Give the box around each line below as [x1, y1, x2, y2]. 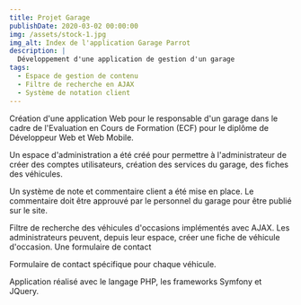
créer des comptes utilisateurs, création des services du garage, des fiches [9, 159, 289, 170]
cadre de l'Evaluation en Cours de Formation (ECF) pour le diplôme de [9, 122, 270, 133]
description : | [9, 47, 66, 56]
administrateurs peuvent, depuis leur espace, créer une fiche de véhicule [9, 231, 280, 242]
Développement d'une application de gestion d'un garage [17, 55, 235, 64]
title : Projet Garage [9, 13, 91, 22]
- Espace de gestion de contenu [17, 72, 139, 81]
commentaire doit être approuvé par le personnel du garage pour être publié [9, 195, 292, 206]
